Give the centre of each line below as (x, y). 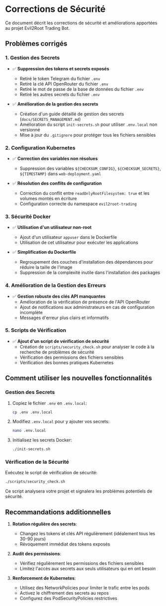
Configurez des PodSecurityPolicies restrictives (68, 599)
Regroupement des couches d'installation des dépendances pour (86, 262)
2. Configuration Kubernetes (40, 148)
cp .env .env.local (32, 412)
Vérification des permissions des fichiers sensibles (72, 357)
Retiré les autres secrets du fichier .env (60, 94)
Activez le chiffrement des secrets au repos (64, 593)
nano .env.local (29, 431)
